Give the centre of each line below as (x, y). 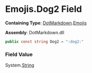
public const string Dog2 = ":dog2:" (44, 41)
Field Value (19, 54)
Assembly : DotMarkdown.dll (35, 32)
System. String (20, 65)
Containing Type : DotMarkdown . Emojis (46, 23)
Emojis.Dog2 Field (44, 9)
